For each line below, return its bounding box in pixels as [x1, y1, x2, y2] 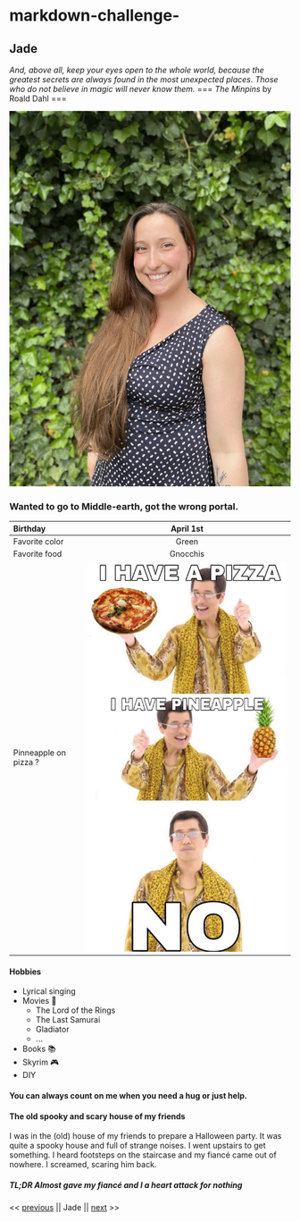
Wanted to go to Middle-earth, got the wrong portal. [9, 500, 239, 512]
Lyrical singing [21, 986, 76, 997]
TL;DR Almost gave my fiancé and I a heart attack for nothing [9, 1179, 243, 1190]
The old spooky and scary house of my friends [9, 1110, 186, 1122]
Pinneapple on [12, 747, 67, 758]
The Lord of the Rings [35, 1005, 116, 1015]
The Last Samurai [35, 1015, 101, 1025]
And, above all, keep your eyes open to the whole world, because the [9, 64, 265, 75]
